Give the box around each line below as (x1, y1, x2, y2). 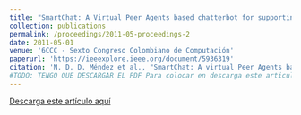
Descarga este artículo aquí (9, 95, 111, 106)
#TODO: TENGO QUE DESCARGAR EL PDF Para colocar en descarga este (9, 71, 262, 80)
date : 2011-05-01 (9, 37, 74, 47)
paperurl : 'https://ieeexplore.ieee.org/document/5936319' (9, 54, 235, 63)
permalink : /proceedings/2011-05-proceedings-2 (9, 29, 191, 38)
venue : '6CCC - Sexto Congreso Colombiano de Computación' (9, 46, 235, 55)
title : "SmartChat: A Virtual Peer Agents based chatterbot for (9, 12, 254, 22)
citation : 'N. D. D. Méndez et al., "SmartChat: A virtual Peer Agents (9, 63, 282, 72)
